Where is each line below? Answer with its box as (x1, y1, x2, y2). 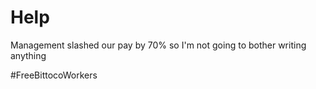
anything (10, 49, 47, 61)
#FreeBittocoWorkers (10, 69, 98, 81)
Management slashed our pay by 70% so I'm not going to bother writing (10, 39, 307, 51)
